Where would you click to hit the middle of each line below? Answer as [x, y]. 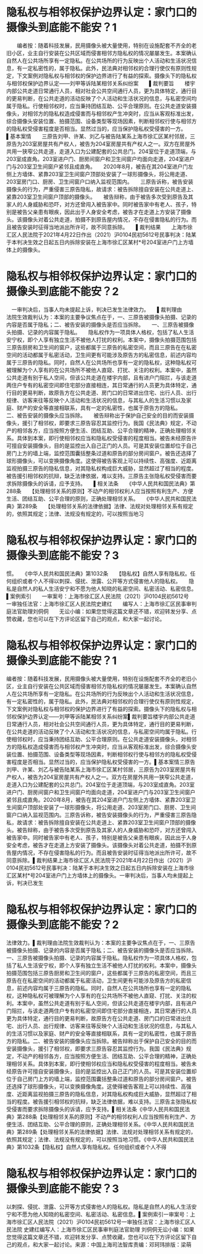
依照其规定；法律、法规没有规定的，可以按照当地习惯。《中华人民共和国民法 [100, 1139]
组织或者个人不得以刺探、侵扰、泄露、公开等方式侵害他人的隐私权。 [95, 581]
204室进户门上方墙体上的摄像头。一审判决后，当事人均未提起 [112, 875]
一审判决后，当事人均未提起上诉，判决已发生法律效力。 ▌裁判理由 [97, 309]
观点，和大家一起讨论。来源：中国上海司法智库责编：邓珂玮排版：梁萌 [104, 1244]
